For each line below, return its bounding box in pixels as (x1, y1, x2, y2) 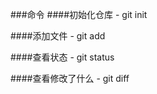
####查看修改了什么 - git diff (10, 73, 130, 84)
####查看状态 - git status (10, 51, 115, 63)
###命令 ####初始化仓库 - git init (10, 9, 148, 20)
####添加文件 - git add (10, 30, 106, 42)
